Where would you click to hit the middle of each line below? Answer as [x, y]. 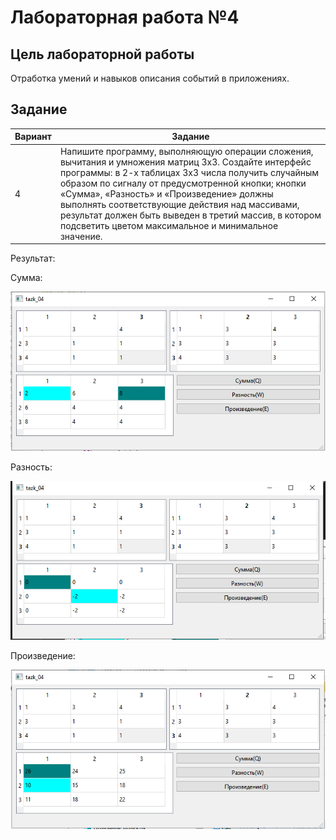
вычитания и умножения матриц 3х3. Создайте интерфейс [185, 162]
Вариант [33, 137]
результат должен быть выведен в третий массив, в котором [190, 215]
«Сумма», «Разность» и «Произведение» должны [166, 193]
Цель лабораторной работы [102, 54]
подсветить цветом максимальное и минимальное [169, 225]
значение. [81, 236]
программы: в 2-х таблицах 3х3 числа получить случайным [189, 172]
